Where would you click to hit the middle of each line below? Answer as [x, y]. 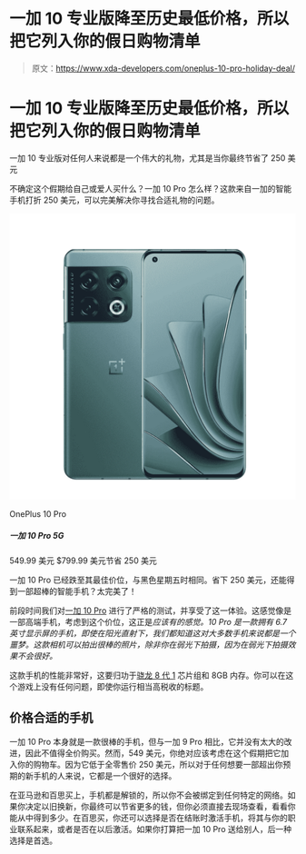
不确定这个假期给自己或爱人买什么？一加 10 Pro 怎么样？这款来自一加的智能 [151, 188]
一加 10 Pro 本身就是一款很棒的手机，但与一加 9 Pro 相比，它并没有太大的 [147, 741]
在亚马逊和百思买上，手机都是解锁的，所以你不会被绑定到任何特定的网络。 [148, 795]
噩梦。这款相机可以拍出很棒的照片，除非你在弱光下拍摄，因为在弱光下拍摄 [148, 644]
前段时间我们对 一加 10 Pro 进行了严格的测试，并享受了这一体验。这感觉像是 [151, 611]
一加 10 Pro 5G [37, 536]
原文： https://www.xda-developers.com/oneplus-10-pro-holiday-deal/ [163, 68]
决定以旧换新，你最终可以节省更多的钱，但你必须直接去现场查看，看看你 [160, 806]
